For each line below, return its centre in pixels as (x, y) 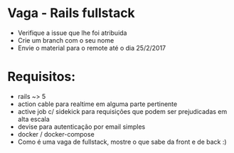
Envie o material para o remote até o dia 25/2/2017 (92, 48)
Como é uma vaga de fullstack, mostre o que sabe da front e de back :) (122, 142)
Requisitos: (42, 77)
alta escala (33, 119)
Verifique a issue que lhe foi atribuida (72, 33)
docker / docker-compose (56, 134)
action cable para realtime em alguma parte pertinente (97, 104)
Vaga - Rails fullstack (71, 13)
